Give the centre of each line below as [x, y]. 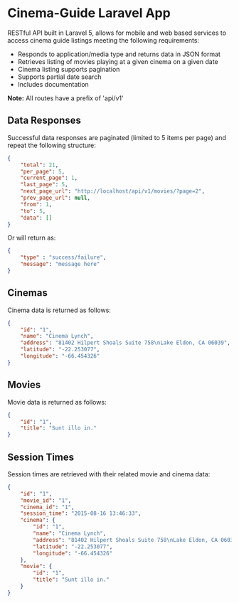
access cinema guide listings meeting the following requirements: [103, 40]
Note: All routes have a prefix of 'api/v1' [65, 98]
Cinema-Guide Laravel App [89, 13]
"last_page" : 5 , [44, 185]
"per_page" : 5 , [43, 171]
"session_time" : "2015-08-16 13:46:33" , [81, 513]
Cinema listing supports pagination [69, 69]
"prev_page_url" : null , [55, 198]
